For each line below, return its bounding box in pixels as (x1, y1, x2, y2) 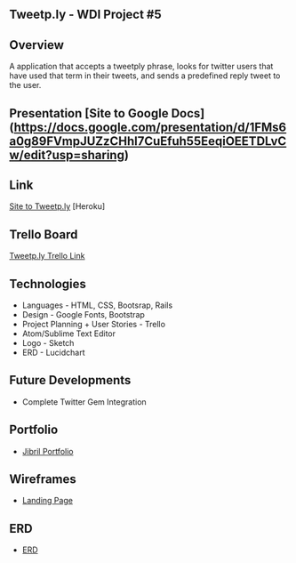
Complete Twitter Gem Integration (21, 396, 147, 407)
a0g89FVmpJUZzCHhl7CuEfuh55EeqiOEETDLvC (9, 133, 287, 149)
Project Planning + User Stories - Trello (21, 319, 166, 330)
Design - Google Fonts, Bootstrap (21, 310, 145, 320)
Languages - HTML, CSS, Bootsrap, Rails (21, 300, 173, 310)
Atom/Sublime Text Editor (21, 328, 116, 339)
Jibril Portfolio (21, 446, 74, 456)
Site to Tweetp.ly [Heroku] (9, 201, 106, 212)
